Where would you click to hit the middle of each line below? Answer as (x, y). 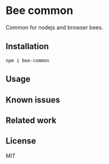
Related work (31, 120)
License (21, 141)
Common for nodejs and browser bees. (54, 27)
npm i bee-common (28, 60)
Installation (27, 46)
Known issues (33, 100)
